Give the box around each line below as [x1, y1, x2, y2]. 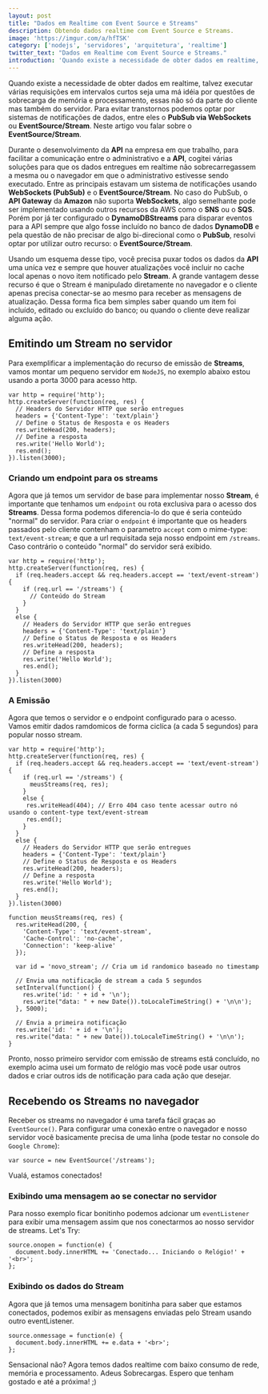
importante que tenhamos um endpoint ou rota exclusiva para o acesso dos [8, 498, 258, 509]
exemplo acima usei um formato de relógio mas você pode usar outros [8, 1062, 242, 1072]
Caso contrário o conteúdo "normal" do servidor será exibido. [8, 542, 212, 551]
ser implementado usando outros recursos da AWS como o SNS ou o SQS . [8, 204, 254, 214]
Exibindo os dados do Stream [8, 1281, 124, 1292]
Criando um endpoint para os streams [8, 472, 158, 483]
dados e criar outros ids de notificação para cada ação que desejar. [8, 1071, 232, 1081]
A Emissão [8, 695, 50, 706]
